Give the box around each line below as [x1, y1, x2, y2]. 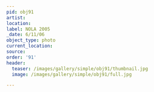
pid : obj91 [6, 9, 34, 15]
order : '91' [6, 54, 37, 60]
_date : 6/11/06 [6, 32, 45, 38]
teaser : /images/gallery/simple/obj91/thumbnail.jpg [12, 65, 149, 72]
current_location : [6, 43, 53, 49]
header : [6, 60, 26, 66]
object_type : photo [6, 37, 56, 43]
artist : [6, 15, 26, 21]
